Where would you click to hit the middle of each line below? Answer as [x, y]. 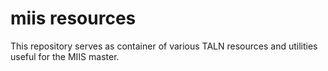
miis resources [73, 18]
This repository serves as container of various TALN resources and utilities [164, 46]
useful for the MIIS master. [65, 56]
